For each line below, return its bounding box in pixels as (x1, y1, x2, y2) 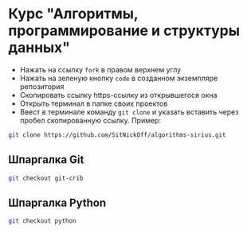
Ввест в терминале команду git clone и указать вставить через (19, 107, 239, 116)
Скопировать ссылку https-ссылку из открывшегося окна (19, 90, 218, 99)
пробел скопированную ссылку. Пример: (19, 115, 162, 125)
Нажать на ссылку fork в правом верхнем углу (19, 64, 182, 74)
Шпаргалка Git (8, 153, 84, 167)
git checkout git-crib (8, 174, 84, 182)
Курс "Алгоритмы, (8, 5, 139, 23)
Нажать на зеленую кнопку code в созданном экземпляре (19, 73, 218, 83)
